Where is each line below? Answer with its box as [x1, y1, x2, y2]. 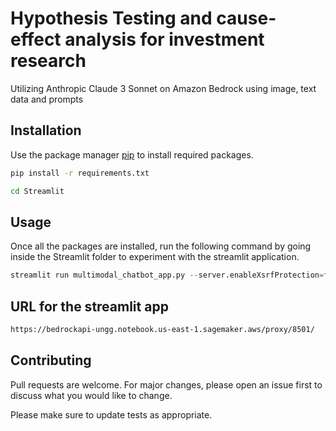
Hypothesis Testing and [10, 7, 213, 30]
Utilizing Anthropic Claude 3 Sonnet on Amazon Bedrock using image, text [10, 82, 317, 94]
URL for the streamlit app [10, 298, 169, 315]
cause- [216, 7, 277, 30]
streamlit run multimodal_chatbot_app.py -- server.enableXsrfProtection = [10, 270, 325, 281]
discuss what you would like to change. [10, 389, 173, 401]
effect [10, 28, 62, 51]
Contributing [10, 352, 92, 369]
